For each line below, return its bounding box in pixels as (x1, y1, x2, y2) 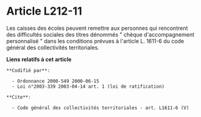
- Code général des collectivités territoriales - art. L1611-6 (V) (12, 105, 189, 111)
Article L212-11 (6, 4, 82, 18)
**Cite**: (6, 94, 32, 100)
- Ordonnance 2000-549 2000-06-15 (12, 78, 99, 84)
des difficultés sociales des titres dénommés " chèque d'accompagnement (6, 30, 195, 38)
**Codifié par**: (6, 67, 51, 74)
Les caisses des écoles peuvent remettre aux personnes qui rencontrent (6, 24, 188, 32)
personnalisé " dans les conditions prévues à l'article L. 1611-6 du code (6, 37, 185, 44)
